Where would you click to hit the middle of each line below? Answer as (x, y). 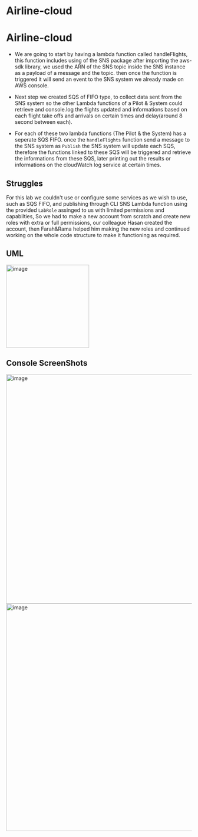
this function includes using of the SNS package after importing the (96, 61)
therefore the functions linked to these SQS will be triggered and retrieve (103, 152)
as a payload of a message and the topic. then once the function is (95, 73)
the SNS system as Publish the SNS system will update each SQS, (95, 146)
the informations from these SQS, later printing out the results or (93, 159)
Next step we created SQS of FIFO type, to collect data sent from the (98, 97)
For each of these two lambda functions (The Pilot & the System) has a (100, 133)
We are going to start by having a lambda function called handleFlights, (101, 54)
